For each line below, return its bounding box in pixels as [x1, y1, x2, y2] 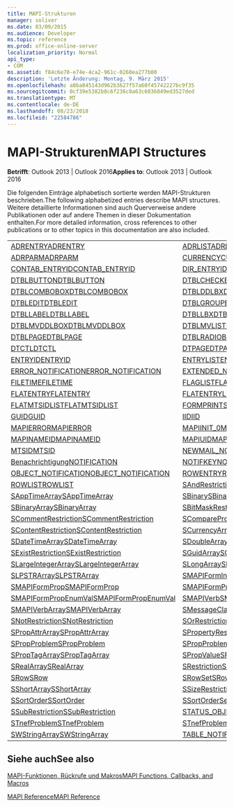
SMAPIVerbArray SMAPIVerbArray [10, 604, 121, 614]
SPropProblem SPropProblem [10, 639, 106, 648]
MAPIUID [182, 434, 212, 444]
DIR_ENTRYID [182, 263, 228, 273]
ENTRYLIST [182, 354, 221, 364]
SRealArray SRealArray [10, 661, 84, 671]
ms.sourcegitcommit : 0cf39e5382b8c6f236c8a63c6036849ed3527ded [7, 88, 195, 95]
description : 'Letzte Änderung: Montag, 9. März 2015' [7, 75, 170, 82]
